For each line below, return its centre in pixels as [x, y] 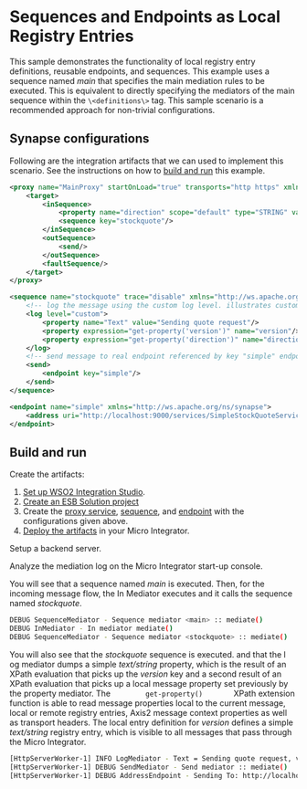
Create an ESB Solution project [81, 502]
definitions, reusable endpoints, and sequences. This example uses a [139, 71]
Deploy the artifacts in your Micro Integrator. [106, 531]
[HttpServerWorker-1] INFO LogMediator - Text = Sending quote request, [151, 758]
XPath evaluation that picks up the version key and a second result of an [145, 674]
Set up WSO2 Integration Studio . [84, 492]
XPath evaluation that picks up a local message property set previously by [149, 683]
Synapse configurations [79, 139]
